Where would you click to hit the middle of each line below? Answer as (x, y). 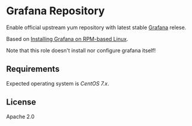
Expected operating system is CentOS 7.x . (58, 83)
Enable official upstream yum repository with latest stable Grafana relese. (96, 27)
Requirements (33, 69)
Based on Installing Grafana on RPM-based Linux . (67, 39)
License (21, 102)
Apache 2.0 (20, 116)
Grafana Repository (56, 11)
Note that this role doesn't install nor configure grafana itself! (81, 50)
